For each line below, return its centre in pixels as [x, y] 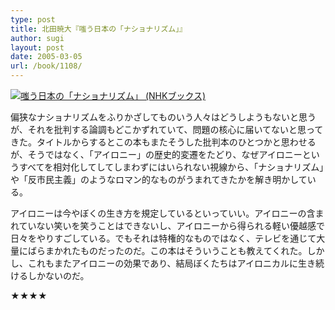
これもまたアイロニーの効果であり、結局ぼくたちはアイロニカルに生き [171, 263]
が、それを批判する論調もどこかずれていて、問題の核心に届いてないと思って [167, 129]
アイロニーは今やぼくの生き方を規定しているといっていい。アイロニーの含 [163, 213]
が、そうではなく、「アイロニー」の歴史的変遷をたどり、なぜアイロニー [156, 154]
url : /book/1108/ [46, 66]
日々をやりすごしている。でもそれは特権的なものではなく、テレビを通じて [163, 238]
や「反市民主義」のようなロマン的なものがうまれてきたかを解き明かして [159, 179]
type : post [33, 19]
